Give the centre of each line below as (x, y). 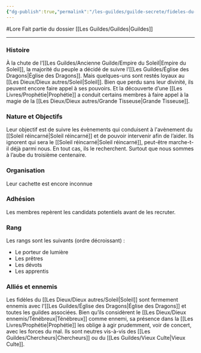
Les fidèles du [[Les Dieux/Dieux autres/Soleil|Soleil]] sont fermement (92, 300)
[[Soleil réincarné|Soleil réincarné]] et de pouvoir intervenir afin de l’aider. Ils (100, 136)
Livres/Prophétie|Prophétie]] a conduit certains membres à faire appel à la (98, 95)
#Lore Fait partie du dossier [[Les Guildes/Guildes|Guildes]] (80, 29)
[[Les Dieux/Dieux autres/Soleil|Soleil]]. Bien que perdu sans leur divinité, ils (100, 82)
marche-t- (181, 142)
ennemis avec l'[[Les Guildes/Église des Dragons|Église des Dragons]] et (96, 306)
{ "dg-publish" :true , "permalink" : (48, 12)
